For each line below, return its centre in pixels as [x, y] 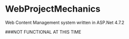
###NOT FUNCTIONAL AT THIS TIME [43, 32]
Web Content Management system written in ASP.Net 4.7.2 [65, 22]
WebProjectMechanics [53, 9]
